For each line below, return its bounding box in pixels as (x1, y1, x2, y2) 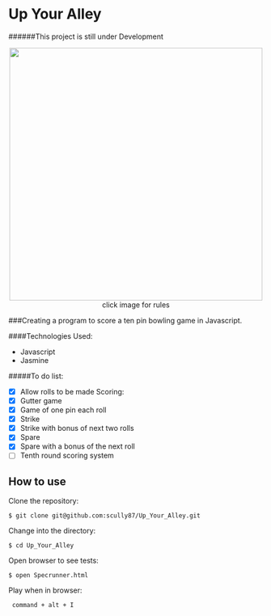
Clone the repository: (8, 496, 79, 506)
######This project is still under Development (8, 32, 163, 41)
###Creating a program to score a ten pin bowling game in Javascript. (8, 315, 243, 325)
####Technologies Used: (8, 331, 93, 340)
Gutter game (19, 396, 62, 405)
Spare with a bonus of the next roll (19, 441, 135, 451)
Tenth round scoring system (19, 450, 115, 461)
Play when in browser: (8, 585, 83, 595)
